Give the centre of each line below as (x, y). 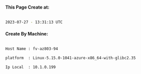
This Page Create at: (27, 7)
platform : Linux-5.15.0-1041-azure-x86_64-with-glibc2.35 (71, 58)
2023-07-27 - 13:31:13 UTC (34, 22)
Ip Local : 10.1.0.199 (31, 67)
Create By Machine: (27, 33)
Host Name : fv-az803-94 (32, 49)
